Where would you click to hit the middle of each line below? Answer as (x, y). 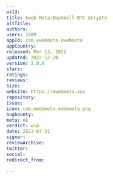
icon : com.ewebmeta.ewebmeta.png (49, 109)
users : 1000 (21, 35)
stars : (15, 69)
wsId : (13, 12)
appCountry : (21, 46)
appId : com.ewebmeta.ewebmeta (45, 40)
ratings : (17, 75)
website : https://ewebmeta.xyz (46, 92)
